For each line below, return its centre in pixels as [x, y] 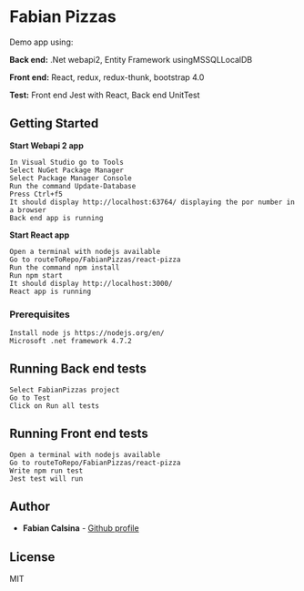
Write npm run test [46, 471]
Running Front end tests [79, 434]
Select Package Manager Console [71, 178]
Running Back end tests [78, 369]
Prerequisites [40, 314]
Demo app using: [41, 42]
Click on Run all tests [55, 406]
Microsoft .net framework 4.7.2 [71, 341]
